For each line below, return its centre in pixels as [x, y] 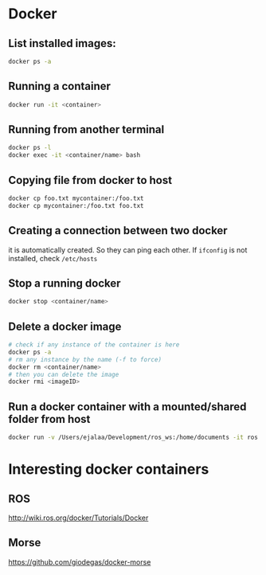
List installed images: [63, 43]
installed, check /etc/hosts [53, 258]
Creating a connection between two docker [118, 231]
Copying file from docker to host [90, 180]
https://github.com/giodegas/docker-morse [80, 561]
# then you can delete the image [64, 374]
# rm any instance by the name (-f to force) [85, 359]
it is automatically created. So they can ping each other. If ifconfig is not [128, 250]
